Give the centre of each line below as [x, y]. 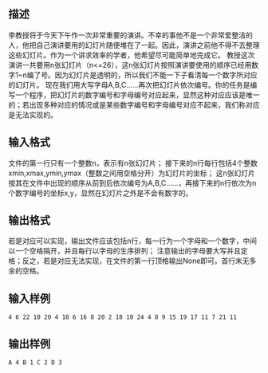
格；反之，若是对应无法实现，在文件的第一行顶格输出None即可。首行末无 [129, 261]
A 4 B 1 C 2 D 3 [35, 363]
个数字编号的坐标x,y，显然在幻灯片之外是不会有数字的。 [100, 193]
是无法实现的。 [33, 115]
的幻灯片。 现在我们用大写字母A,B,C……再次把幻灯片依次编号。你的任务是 [129, 84]
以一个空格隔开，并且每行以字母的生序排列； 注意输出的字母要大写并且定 [128, 251]
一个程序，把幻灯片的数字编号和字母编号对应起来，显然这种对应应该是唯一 [137, 95]
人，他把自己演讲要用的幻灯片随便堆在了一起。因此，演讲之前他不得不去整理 [134, 45]
